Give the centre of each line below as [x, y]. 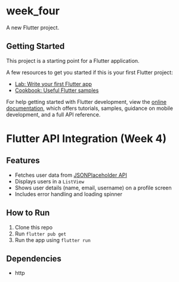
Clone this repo [33, 227]
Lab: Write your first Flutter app [53, 84]
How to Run [28, 213]
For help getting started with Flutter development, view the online [87, 102]
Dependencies [34, 258]
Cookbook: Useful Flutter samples [57, 90]
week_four [33, 11]
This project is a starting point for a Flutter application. [73, 60]
